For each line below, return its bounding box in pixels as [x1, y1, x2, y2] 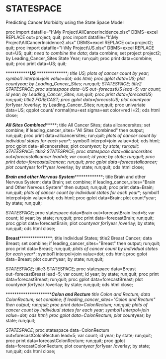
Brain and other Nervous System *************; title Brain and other [5, 174, 146, 179]
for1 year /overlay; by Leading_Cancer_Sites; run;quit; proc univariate [5, 102, 146, 108]
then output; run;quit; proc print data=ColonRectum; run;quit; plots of [5, 301, 148, 307]
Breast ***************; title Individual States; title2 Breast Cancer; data [5, 235, 152, 241]
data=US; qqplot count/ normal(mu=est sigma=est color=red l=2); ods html [5, 107, 160, 113]
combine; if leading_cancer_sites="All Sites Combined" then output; [5, 127, 145, 133]
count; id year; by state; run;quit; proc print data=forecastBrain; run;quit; [5, 215, 154, 221]
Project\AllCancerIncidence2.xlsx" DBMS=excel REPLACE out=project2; [5, 39, 154, 45]
